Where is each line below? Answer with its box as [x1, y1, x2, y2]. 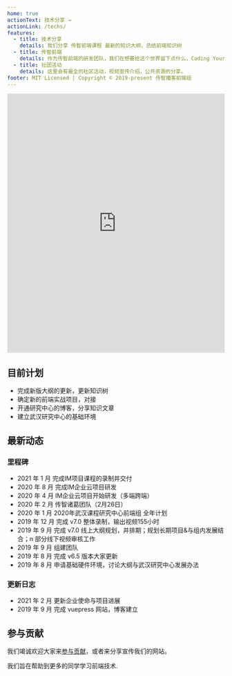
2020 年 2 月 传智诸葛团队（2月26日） [17, 500, 127, 508]
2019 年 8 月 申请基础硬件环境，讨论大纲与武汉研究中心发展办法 [17, 561, 199, 569]
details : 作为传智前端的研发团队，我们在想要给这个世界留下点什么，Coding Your [19, 55, 226, 62]
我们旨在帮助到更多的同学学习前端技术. [7, 661, 119, 670]
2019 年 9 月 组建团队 [17, 543, 78, 552]
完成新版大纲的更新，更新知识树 [17, 386, 108, 395]
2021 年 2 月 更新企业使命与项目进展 [17, 597, 121, 605]
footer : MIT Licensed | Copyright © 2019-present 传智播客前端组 [7, 74, 192, 82]
